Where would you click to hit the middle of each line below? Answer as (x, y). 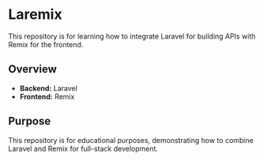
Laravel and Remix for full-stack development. (83, 148)
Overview (33, 70)
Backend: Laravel (48, 88)
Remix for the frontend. (46, 44)
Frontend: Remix (47, 97)
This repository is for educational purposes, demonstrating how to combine (131, 140)
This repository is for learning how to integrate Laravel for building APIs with (132, 36)
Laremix (35, 15)
